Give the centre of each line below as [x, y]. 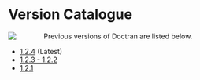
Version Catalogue [70, 15]
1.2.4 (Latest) [41, 51]
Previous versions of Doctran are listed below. [118, 36]
